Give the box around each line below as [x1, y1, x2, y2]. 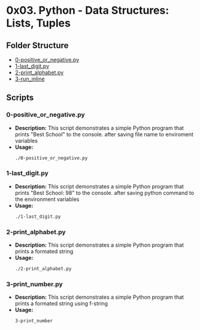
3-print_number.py [6, 280, 63, 288]
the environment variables [14, 196, 80, 203]
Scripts [6, 92, 34, 103]
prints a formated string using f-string [14, 300, 108, 307]
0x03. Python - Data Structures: [6, 4, 169, 17]
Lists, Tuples [6, 16, 71, 30]
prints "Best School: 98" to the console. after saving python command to [14, 189, 195, 196]
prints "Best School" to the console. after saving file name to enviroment [14, 130, 193, 138]
